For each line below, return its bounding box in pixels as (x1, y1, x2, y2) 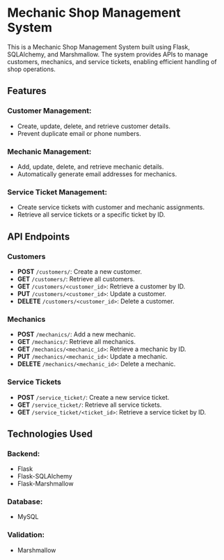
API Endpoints (7, 231, 70, 242)
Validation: (7, 530, 45, 540)
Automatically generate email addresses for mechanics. (17, 169, 177, 178)
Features (7, 85, 47, 97)
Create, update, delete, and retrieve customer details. (17, 122, 170, 130)
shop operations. (7, 65, 56, 73)
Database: (7, 497, 43, 506)
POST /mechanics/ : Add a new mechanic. (17, 330, 136, 339)
